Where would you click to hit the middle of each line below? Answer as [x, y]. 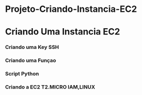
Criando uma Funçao [31, 60]
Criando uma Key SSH [32, 47]
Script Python [22, 74]
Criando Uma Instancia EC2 [63, 32]
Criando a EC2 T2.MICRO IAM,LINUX [50, 87]
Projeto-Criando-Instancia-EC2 [71, 9]
